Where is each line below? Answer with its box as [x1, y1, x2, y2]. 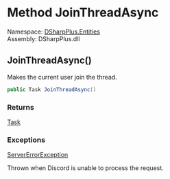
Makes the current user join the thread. [7, 73, 118, 81]
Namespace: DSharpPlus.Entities [7, 27, 101, 36]
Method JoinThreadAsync [7, 5, 159, 21]
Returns [7, 102, 34, 112]
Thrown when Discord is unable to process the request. [7, 164, 165, 172]
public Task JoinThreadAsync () [7, 86, 97, 93]
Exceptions [7, 135, 46, 145]
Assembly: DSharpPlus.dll [7, 34, 80, 43]
